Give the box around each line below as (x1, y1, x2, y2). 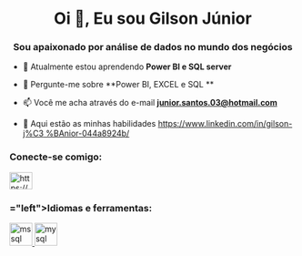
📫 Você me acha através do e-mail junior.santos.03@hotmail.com (22, 97, 277, 108)
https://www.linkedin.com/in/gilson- (157, 118, 293, 129)
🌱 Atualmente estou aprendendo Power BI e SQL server (22, 61, 232, 72)
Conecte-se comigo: (9, 150, 103, 163)
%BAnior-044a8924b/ (45, 128, 130, 139)
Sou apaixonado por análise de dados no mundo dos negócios (13, 41, 293, 54)
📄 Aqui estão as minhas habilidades (22, 118, 156, 129)
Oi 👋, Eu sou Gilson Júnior (54, 8, 252, 29)
